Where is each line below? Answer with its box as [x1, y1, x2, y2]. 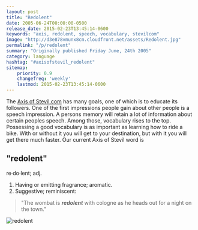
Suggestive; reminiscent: [14, 187, 77, 195]
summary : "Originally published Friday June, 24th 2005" [6, 48, 152, 54]
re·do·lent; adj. [6, 169, 42, 177]
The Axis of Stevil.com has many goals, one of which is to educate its [6, 98, 178, 105]
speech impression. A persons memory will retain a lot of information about [6, 110, 193, 118]
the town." [20, 205, 47, 213]
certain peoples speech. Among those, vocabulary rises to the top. [6, 117, 171, 124]
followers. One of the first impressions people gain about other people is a [6, 104, 190, 111]
